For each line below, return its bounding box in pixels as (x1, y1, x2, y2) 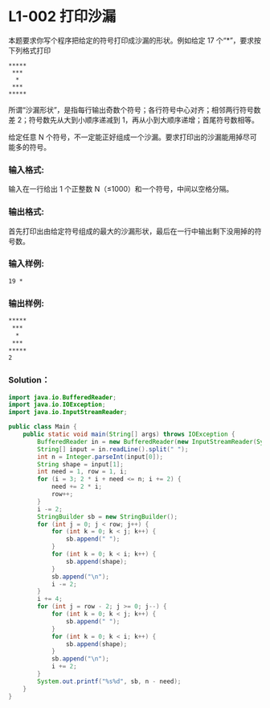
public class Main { (8, 423, 78, 431)
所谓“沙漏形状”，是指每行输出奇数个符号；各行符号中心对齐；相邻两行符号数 (8, 105, 261, 114)
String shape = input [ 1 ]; (37, 460, 125, 468)
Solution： (8, 375, 51, 386)
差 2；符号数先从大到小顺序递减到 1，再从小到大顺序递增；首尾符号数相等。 (8, 114, 260, 125)
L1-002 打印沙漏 (8, 7, 117, 26)
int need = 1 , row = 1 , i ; (37, 468, 128, 476)
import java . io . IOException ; (8, 400, 106, 409)
